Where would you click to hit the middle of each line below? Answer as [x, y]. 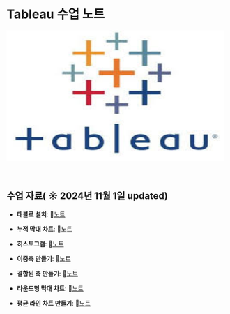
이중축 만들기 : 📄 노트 [44, 258]
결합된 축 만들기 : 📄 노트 [47, 274]
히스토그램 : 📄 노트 [40, 244]
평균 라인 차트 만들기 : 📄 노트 [54, 303]
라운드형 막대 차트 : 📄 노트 [50, 288]
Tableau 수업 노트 [56, 14]
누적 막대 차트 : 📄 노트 [44, 229]
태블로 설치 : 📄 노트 [41, 214]
